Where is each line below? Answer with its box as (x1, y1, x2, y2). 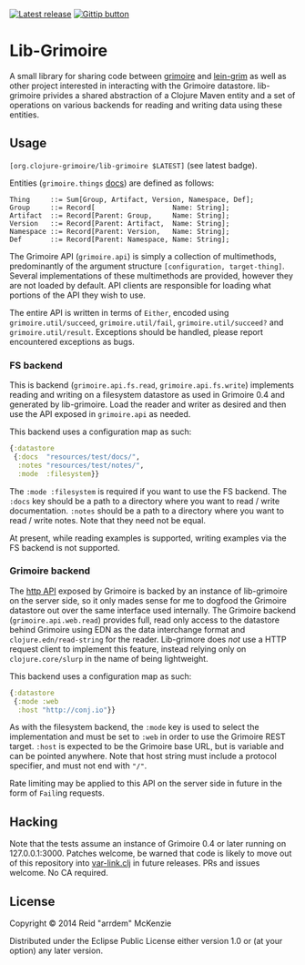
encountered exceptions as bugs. (9, 336, 135, 347)
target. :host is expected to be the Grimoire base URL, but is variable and (9, 741, 285, 752)
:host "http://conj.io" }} (17, 706, 117, 715)
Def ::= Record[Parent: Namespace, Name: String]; (9, 235, 230, 244)
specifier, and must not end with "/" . (9, 760, 147, 771)
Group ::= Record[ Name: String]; (9, 203, 230, 212)
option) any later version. (9, 945, 103, 956)
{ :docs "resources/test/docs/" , (13, 452, 141, 462)
